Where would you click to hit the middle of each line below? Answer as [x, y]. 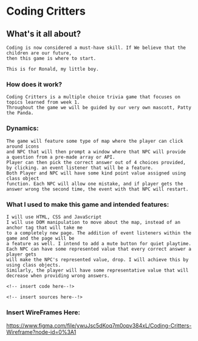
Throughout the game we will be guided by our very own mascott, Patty [99, 108]
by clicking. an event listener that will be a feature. [80, 168]
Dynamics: [22, 128]
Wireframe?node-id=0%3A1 [41, 332]
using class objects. [34, 265]
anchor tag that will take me [45, 228]
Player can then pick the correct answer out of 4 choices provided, [96, 162]
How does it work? [34, 84]
